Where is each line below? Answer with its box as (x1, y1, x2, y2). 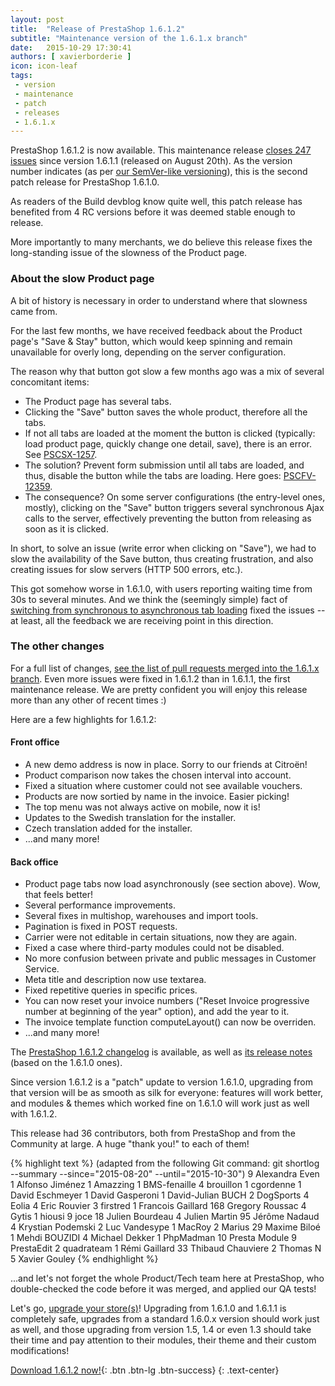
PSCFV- (283, 469, 317, 481)
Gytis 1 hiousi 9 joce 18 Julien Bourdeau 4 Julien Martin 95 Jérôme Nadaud (10, 1211, 320, 1223)
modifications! (10, 1345, 70, 1357)
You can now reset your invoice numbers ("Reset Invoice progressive (24, 995, 310, 1007)
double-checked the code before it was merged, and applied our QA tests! (10, 1283, 317, 1295)
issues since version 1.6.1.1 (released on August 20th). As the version (10, 155, 293, 167)
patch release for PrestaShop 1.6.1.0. (10, 176, 160, 188)
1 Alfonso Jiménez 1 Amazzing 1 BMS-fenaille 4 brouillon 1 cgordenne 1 (10, 1179, 302, 1191)
